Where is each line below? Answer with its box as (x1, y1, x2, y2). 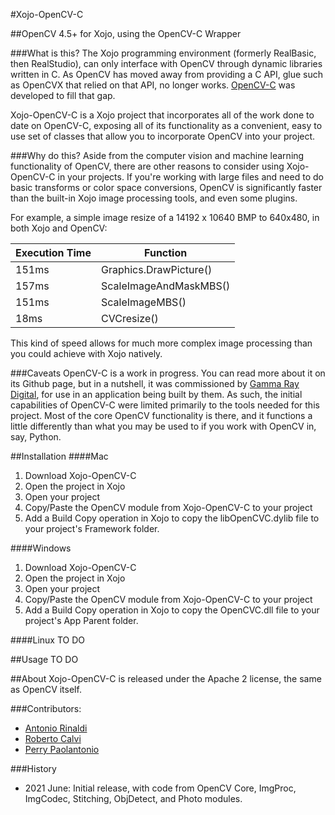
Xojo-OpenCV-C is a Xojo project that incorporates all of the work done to (10, 109, 315, 121)
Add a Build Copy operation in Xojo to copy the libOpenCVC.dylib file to (24, 512, 320, 524)
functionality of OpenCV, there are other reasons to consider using (10, 160, 285, 172)
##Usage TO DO (10, 654, 79, 665)
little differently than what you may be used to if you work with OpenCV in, (10, 420, 317, 432)
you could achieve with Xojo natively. (10, 348, 163, 359)
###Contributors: (10, 703, 82, 714)
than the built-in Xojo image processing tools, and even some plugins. (10, 192, 298, 204)
